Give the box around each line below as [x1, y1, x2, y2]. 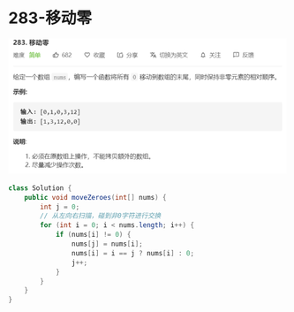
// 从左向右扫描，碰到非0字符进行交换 [40, 211, 162, 221]
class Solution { [8, 183, 72, 193]
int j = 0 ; [40, 202, 80, 211]
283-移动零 [8, 8, 93, 28]
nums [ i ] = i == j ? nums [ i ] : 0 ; [71, 248, 195, 257]
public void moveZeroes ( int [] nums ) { [24, 193, 167, 202]
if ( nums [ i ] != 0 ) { [55, 231, 132, 240]
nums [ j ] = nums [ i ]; [71, 240, 143, 248]
